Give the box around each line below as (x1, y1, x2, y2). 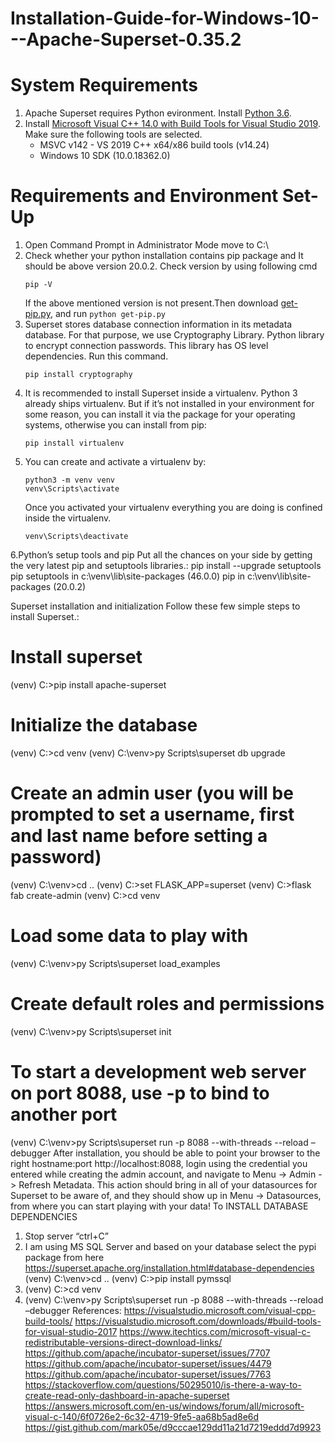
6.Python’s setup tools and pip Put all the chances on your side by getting (10, 549, 313, 561)
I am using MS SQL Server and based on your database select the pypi (24, 1240, 317, 1252)
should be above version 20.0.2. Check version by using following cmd (24, 260, 318, 272)
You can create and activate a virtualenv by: (24, 456, 207, 468)
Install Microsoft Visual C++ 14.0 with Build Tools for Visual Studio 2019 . (24, 118, 321, 130)
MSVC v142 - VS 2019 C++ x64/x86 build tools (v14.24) (39, 139, 270, 151)
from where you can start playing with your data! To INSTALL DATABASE (10, 1200, 309, 1212)
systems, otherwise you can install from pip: (24, 419, 207, 431)
